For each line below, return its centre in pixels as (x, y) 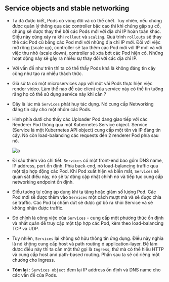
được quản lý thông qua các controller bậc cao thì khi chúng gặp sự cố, (87, 26)
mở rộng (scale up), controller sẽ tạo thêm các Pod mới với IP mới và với (87, 47)
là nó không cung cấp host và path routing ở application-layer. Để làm (85, 243)
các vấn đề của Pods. (35, 275)
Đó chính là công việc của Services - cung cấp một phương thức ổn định (88, 218)
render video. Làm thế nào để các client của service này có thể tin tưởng (88, 89)
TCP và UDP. (26, 228)
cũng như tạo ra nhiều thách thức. (47, 74)
